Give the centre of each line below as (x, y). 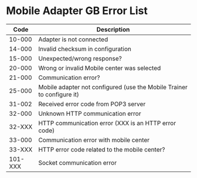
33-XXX (21, 149)
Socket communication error (77, 163)
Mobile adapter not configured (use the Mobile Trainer (113, 87)
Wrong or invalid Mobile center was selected (99, 68)
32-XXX (21, 126)
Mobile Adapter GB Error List (77, 11)
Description (113, 29)
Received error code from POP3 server (92, 104)
